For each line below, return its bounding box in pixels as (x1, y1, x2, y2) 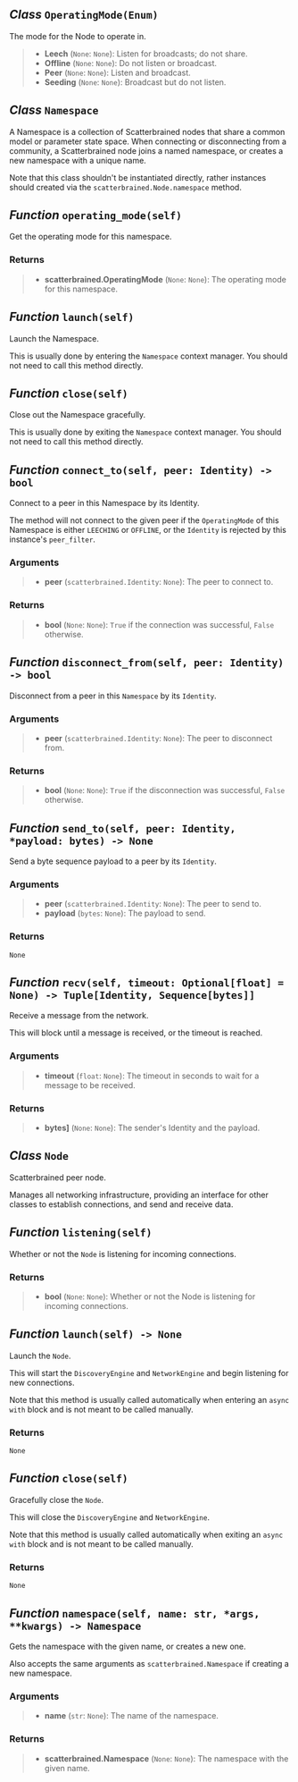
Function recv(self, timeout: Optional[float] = (9, 975, 284, 990)
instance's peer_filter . (9, 534, 96, 545)
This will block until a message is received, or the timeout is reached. (9, 1027, 263, 1038)
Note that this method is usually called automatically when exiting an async (9, 1529, 284, 1540)
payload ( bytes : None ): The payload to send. (44, 908, 207, 919)
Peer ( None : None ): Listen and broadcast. (44, 67, 192, 78)
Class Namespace (9, 103, 99, 118)
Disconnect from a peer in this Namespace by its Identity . (9, 690, 217, 701)
